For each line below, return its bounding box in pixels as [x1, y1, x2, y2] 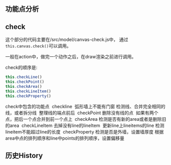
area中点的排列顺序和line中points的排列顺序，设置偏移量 [5, 135, 125, 141]
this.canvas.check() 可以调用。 [5, 43, 71, 49]
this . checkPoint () [5, 79, 44, 85]
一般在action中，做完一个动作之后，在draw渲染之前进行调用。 [5, 54, 136, 60]
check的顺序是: [5, 64, 38, 71]
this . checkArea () [5, 84, 42, 89]
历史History [5, 151, 43, 160]
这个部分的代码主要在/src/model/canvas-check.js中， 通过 [5, 37, 129, 43]
